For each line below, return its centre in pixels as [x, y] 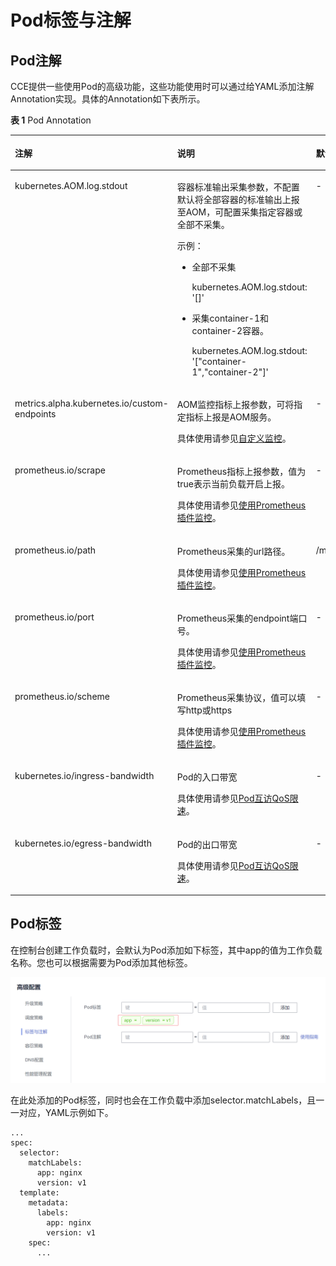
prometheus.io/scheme [62, 696]
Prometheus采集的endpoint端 [237, 618]
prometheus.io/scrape [60, 470]
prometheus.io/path [55, 550]
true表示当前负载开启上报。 [233, 484]
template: [39, 1193]
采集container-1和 [230, 318]
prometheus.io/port [54, 617]
